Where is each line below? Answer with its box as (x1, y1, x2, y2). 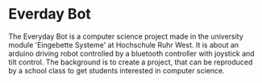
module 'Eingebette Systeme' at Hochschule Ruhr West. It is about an (8, 39, 239, 49)
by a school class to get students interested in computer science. (8, 65, 226, 75)
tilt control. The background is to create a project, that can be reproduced (8, 57, 253, 67)
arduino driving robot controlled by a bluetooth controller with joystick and (8, 48, 256, 58)
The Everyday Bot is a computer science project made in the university (8, 31, 243, 41)
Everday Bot (8, 5, 91, 23)
